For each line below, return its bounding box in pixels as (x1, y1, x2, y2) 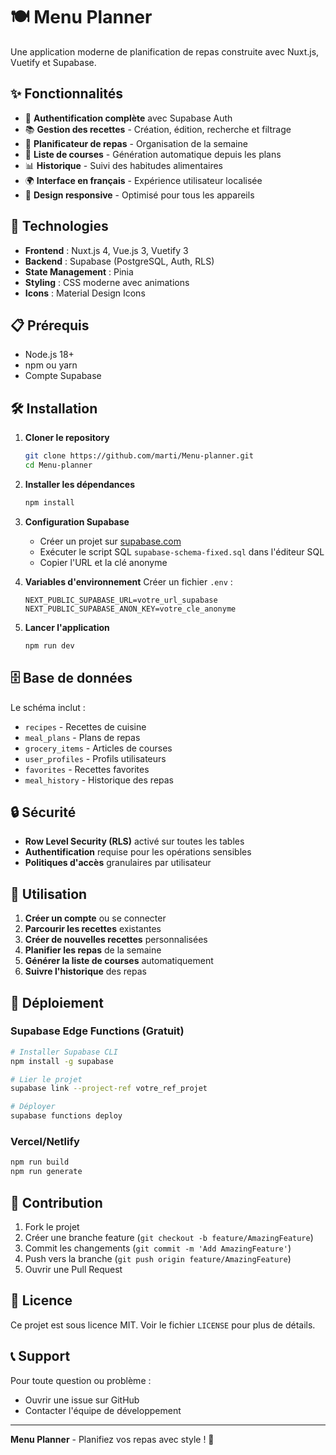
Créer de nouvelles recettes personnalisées (24, 934, 208, 946)
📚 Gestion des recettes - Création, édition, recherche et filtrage (24, 123, 292, 135)
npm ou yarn (24, 359, 78, 371)
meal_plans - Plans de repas (24, 731, 141, 743)
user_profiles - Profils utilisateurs (24, 752, 167, 764)
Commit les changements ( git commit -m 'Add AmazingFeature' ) (24, 1242, 292, 1254)
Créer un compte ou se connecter (24, 912, 167, 924)
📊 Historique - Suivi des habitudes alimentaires (24, 159, 223, 171)
